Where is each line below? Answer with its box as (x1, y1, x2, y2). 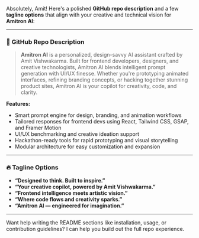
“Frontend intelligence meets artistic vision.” (14, 189, 129, 197)
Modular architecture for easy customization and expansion (14, 143, 161, 150)
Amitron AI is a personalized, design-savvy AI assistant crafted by (20, 51, 183, 58)
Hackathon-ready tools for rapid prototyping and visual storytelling (14, 137, 178, 144)
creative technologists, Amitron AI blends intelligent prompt (20, 64, 166, 71)
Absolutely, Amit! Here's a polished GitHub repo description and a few (6, 5, 179, 12)
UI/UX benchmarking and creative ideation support (14, 131, 140, 138)
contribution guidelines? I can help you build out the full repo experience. (6, 225, 185, 232)
